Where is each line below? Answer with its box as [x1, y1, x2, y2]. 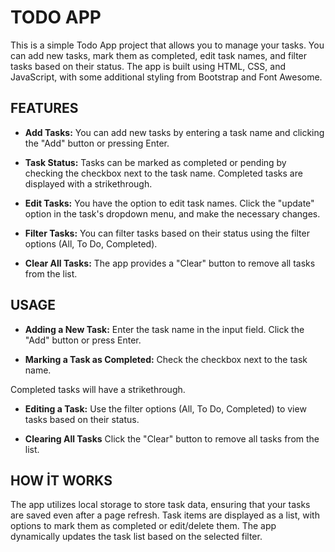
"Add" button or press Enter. [24, 334, 142, 346]
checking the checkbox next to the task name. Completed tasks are [24, 167, 303, 179]
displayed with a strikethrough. [24, 177, 153, 190]
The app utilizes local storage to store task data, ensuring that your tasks [10, 499, 311, 511]
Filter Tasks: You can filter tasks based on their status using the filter [24, 227, 310, 239]
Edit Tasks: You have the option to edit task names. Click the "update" [24, 197, 315, 209]
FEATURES [10, 100, 79, 117]
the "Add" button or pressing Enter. [24, 137, 170, 149]
